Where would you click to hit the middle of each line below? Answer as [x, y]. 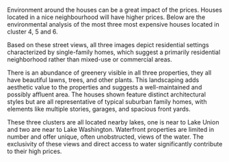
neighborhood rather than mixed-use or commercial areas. [90, 59]
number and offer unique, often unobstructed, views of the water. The [105, 137]
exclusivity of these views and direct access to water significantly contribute [115, 144]
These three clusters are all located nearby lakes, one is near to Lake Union [113, 122]
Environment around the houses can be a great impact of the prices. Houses [114, 10]
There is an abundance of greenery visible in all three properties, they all [109, 72]
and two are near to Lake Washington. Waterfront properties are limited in [110, 130]
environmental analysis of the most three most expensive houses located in [113, 24]
